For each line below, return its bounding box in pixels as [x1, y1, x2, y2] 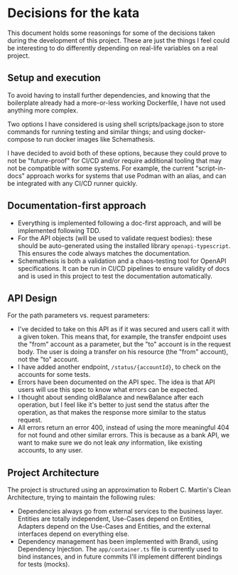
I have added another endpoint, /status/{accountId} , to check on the [17, 363, 222, 371]
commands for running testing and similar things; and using [7, 127, 182, 136]
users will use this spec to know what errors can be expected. [17, 385, 200, 394]
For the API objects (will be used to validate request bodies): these [17, 234, 212, 242]
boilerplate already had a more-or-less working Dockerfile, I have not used [7, 98, 226, 107]
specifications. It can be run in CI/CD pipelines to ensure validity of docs [17, 264, 230, 272]
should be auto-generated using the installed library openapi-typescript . [17, 241, 231, 250]
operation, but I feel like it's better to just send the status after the [17, 400, 210, 409]
